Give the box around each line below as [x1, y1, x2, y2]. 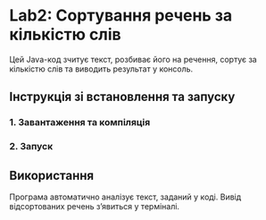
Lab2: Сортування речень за [9, 5, 233, 26]
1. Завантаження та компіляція [9, 116, 151, 129]
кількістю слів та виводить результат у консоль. [9, 63, 194, 74]
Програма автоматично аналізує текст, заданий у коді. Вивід [9, 191, 242, 202]
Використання [9, 167, 95, 183]
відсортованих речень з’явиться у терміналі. [9, 200, 180, 211]
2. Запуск [9, 140, 54, 153]
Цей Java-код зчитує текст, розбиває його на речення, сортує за [9, 54, 257, 64]
